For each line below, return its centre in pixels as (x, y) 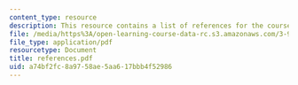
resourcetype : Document (53, 50)
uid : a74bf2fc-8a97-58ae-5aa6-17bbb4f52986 (91, 67)
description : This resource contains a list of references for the (137, 26)
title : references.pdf (51, 58)
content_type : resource (53, 17)
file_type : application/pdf (61, 42)
